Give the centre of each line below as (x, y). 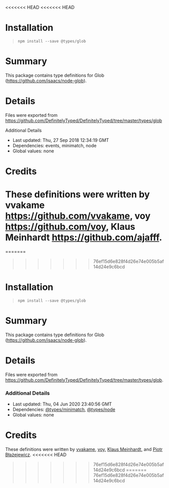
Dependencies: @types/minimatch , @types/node (64, 410)
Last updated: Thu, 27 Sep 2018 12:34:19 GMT (61, 140)
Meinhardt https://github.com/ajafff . (84, 238)
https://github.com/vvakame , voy (78, 216)
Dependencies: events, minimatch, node (55, 145)
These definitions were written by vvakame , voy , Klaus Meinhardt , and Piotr (84, 449)
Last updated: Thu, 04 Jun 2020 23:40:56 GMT (62, 404)
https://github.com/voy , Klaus (70, 227)
